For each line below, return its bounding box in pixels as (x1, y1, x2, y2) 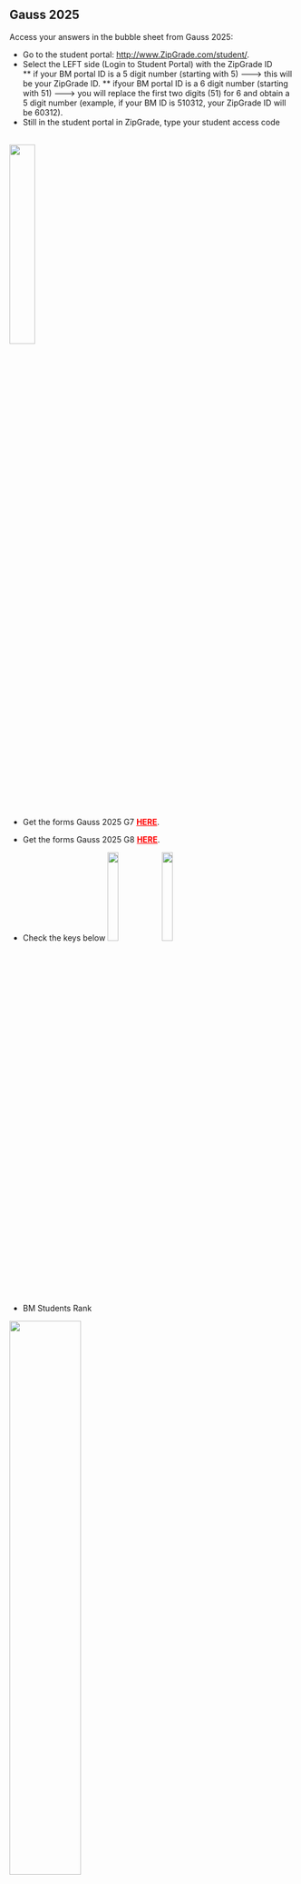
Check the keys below (22, 932, 106, 943)
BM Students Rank (22, 1302, 92, 1313)
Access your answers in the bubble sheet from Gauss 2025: (9, 31, 234, 42)
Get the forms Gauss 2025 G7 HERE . (22, 816, 160, 827)
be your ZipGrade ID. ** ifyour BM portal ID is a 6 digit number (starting (22, 77, 288, 89)
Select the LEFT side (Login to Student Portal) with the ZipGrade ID (22, 58, 273, 69)
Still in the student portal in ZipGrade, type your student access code (22, 116, 281, 127)
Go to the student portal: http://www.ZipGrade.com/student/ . (22, 49, 250, 60)
